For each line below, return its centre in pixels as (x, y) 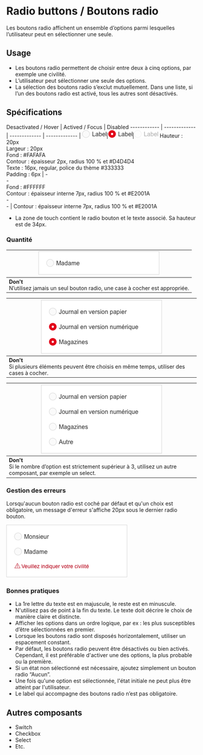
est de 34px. (31, 224)
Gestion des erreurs (36, 490)
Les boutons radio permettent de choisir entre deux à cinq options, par (103, 68)
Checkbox (28, 734)
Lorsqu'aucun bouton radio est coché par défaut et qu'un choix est (90, 503)
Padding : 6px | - (27, 174)
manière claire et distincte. (48, 617)
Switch (24, 727)
